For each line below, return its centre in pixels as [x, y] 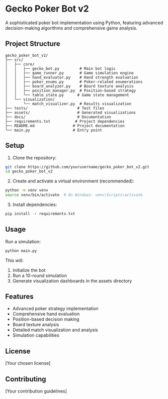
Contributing [26, 379]
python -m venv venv [27, 190]
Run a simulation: [23, 241]
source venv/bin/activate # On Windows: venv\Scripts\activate [74, 195]
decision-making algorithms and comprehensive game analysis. [71, 28]
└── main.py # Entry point [54, 130]
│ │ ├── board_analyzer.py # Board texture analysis [70, 86]
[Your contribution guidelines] [36, 391]
